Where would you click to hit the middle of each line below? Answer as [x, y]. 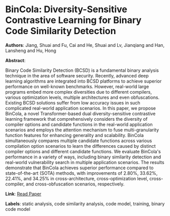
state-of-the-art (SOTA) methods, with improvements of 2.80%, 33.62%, [81, 173]
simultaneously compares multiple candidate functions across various [79, 141]
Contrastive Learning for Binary [73, 20]
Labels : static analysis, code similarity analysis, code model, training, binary [85, 204]
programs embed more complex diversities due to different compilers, [79, 92]
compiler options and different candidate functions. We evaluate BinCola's [83, 151]
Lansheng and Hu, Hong [31, 50]
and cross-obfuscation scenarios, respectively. [75, 184]
